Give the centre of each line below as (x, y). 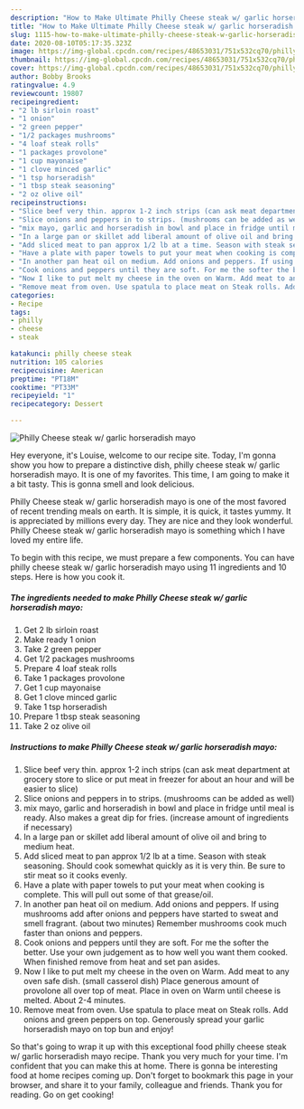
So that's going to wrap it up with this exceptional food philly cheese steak (148, 1047)
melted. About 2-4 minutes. (74, 1000)
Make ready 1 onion (60, 640)
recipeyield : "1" (43, 396)
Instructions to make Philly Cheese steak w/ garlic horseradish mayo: (144, 746)
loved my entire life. (47, 540)
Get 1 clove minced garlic (70, 697)
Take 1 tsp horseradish (65, 706)
